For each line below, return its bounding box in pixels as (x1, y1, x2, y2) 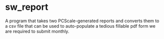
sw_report (5, 1, 49, 13)
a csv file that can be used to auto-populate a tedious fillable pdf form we (5, 23, 156, 29)
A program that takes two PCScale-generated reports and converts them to (5, 18, 160, 24)
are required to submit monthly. (5, 28, 70, 34)
